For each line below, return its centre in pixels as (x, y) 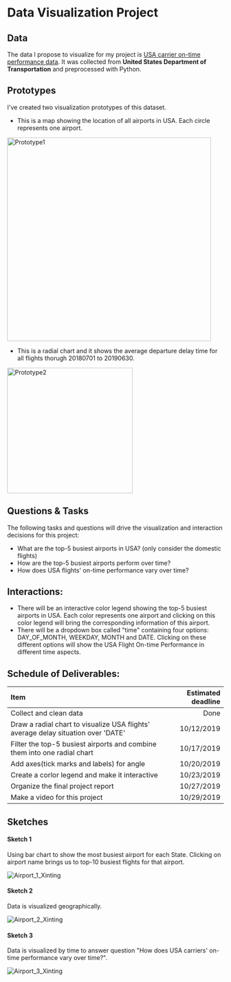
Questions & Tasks (48, 511)
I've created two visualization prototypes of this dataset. (87, 107)
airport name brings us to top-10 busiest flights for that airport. (96, 862)
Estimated (203, 693)
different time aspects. (49, 652)
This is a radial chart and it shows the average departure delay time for (117, 350)
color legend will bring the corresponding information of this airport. (113, 623)
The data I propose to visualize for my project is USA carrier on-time (104, 54)
